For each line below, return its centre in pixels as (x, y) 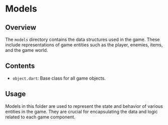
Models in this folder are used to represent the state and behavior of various (84, 106)
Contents (20, 66)
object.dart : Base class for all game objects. (59, 78)
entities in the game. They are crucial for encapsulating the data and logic (81, 111)
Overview (21, 27)
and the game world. (27, 50)
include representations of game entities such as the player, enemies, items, (84, 45)
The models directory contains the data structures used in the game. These (82, 39)
